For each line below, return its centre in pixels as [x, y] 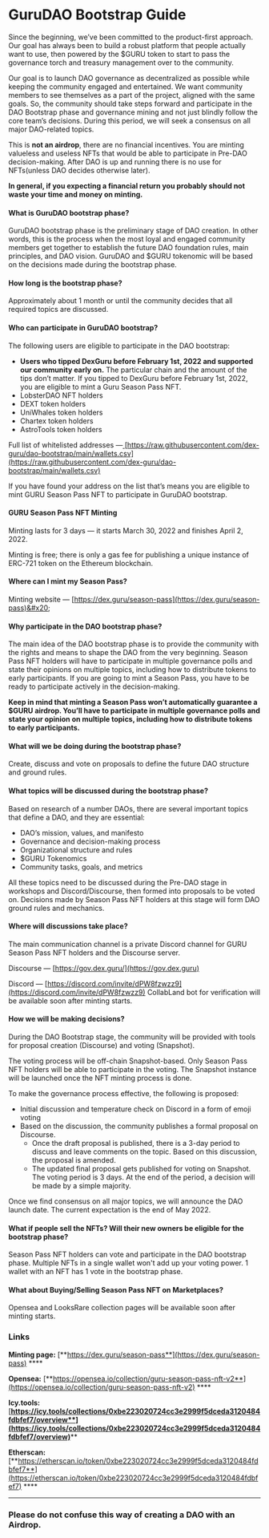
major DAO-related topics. [51, 129]
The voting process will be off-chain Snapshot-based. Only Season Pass [128, 1061]
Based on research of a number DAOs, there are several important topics [128, 808]
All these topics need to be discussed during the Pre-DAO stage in [118, 882]
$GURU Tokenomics [53, 858]
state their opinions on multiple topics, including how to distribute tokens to [132, 670]
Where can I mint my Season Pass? [68, 581]
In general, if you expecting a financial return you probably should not [127, 185]
